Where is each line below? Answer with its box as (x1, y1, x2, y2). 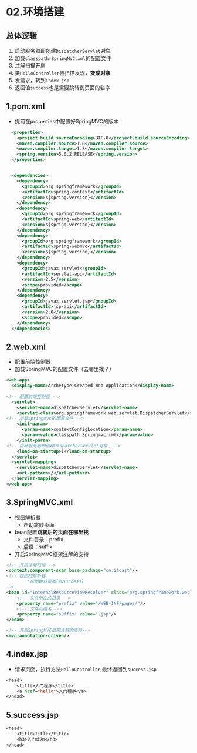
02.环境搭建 (6, 5, 64, 19)
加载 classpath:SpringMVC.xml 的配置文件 (14, 55, 111, 62)
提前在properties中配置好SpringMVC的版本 (14, 118, 119, 125)
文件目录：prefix (23, 536, 63, 543)
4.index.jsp (6, 649, 49, 659)
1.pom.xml (6, 101, 45, 112)
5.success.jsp (6, 710, 59, 720)
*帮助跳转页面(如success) (27, 578, 84, 585)
